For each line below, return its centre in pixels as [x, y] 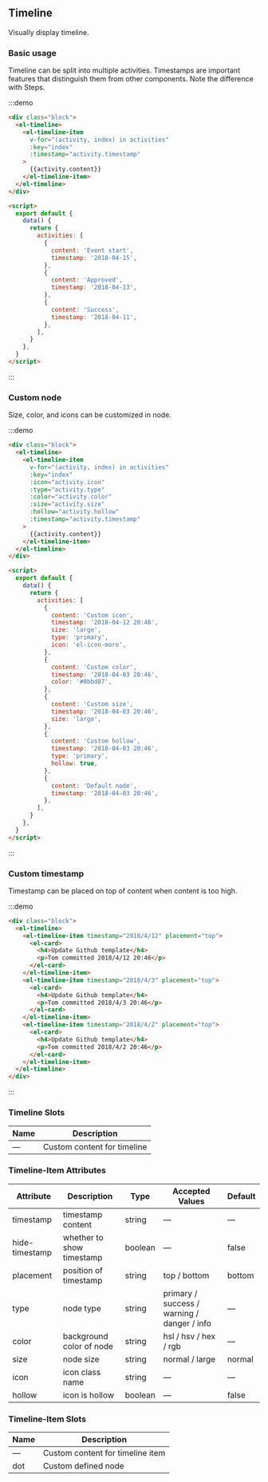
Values [191, 1201]
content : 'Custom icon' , [92, 615]
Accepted [191, 1191]
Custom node [35, 397]
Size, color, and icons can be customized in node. [90, 415]
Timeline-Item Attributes [57, 1170]
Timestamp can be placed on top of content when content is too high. [123, 891]
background [85, 1336]
